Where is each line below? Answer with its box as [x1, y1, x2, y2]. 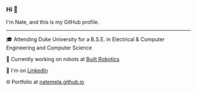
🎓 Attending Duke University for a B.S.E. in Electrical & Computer [6, 36, 165, 43]
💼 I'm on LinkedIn [6, 67, 48, 74]
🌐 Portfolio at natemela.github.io [6, 79, 84, 86]
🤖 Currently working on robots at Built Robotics [6, 56, 120, 63]
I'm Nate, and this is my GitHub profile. [6, 19, 100, 26]
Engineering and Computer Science [6, 44, 93, 52]
